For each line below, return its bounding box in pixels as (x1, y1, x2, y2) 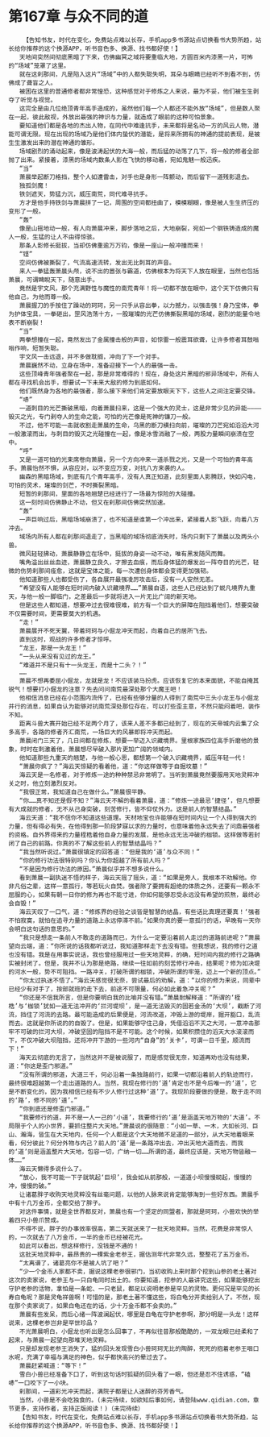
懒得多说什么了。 (37, 1165, 86, 1173)
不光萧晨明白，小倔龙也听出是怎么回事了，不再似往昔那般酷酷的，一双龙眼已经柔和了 (19, 1327, 260, 1335)
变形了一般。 (8, 207, 45, 215)
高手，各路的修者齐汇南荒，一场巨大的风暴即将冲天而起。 (14, 728, 177, 736)
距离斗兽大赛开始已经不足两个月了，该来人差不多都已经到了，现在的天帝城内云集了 (19, 719, 254, 728)
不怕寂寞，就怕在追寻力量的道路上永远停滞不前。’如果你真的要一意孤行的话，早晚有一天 (8, 916, 255, 924)
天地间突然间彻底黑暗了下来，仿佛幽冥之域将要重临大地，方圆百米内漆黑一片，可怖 (19, 53, 254, 61)
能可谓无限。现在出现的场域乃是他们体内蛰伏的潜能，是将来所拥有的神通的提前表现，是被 (8, 130, 260, 138)
